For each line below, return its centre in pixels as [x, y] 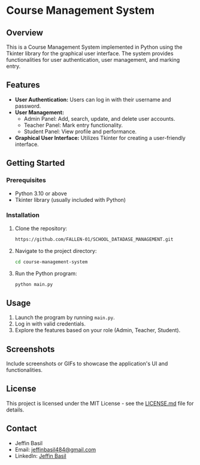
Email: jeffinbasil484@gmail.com [55, 449]
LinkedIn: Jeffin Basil [41, 456]
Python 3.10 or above [41, 193]
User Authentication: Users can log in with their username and [93, 99]
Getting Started [36, 163]
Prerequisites [26, 180]
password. [28, 106]
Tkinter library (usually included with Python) [70, 199]
